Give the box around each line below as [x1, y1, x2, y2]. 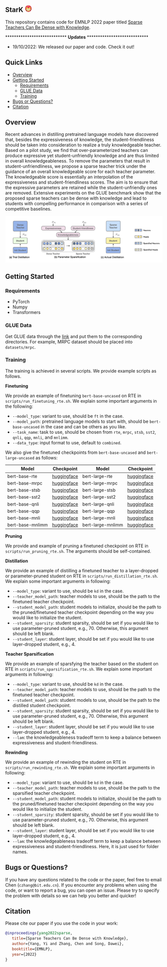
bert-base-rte [7, 473, 37, 479]
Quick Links [5, 58, 43, 67]
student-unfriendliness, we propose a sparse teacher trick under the [5, 164, 146, 170]
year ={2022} [11, 951, 37, 957]
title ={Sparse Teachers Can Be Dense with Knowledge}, [11, 936, 128, 941]
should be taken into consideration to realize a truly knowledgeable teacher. [5, 142, 161, 148]
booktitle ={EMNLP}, [11, 946, 52, 952]
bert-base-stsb [7, 487, 40, 493]
